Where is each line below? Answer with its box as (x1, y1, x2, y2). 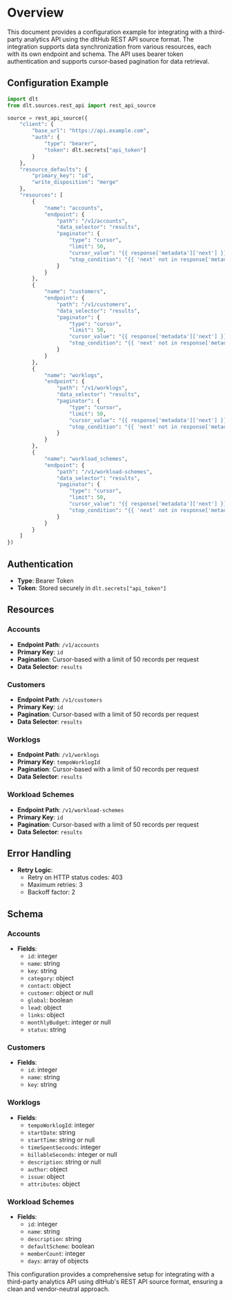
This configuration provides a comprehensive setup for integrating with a (7, 1270, 215, 1278)
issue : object (27, 1172, 65, 1180)
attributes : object (27, 1180, 81, 1188)
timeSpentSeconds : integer (27, 1143, 101, 1151)
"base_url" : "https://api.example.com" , (32, 127, 150, 134)
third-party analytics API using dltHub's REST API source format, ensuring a (7, 1277, 223, 1285)
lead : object (27, 1003, 62, 1011)
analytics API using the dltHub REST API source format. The (23, 35, 195, 43)
